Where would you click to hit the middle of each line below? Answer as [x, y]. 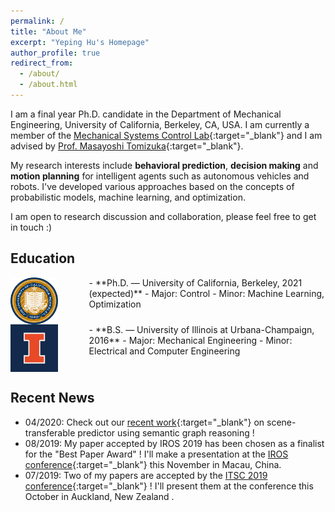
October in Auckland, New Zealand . [99, 496]
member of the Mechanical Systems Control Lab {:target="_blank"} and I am [166, 135]
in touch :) [31, 227]
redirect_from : [42, 63]
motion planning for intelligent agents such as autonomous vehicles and [160, 176]
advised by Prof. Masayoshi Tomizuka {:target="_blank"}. [127, 146]
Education [43, 258]
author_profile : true [55, 53]
